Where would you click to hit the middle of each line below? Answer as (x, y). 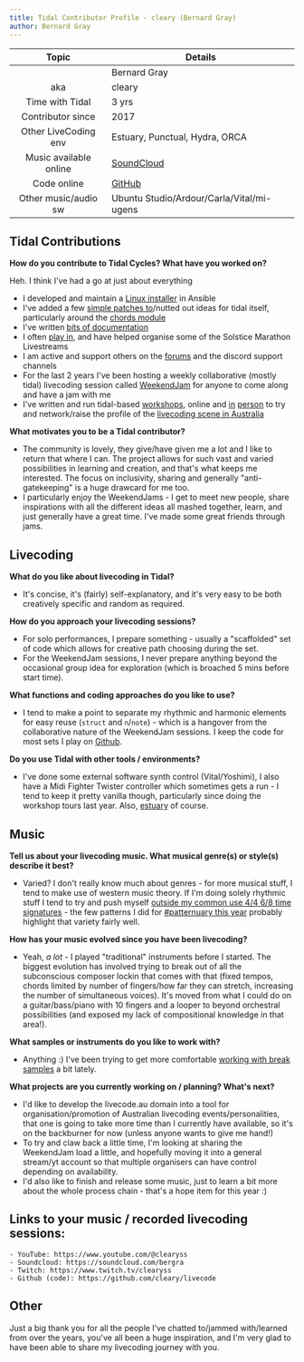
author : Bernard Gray (50, 26)
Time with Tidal (58, 102)
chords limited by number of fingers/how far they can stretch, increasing (158, 986)
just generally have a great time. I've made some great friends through (154, 517)
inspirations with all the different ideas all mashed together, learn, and (152, 507)
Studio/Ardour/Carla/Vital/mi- (209, 198)
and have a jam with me (66, 394)
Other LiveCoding (59, 131)
